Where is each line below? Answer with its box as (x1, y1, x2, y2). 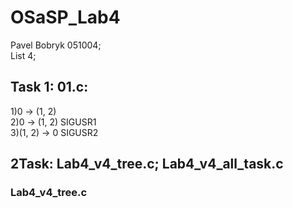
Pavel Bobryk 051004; (10, 39, 102, 51)
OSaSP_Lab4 (10, 6, 121, 29)
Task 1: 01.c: (10, 79, 89, 96)
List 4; (10, 49, 37, 61)
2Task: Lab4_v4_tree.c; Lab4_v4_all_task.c (10, 156, 284, 173)
